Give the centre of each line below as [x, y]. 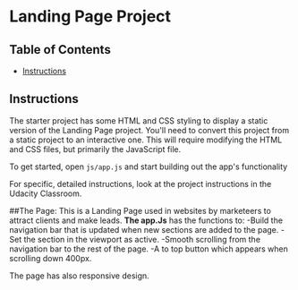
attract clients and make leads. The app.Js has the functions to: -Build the [146, 220]
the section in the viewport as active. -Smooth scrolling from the [142, 239]
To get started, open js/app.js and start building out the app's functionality [149, 166]
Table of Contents [60, 50]
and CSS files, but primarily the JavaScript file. [95, 149]
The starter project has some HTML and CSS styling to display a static [139, 120]
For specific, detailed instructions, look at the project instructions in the [140, 183]
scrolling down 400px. [51, 258]
